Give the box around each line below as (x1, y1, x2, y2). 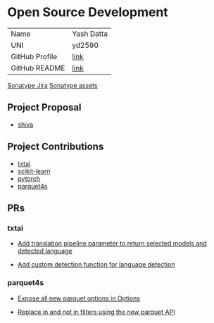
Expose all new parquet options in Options (17, 293, 141, 303)
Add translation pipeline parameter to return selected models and (17, 239, 208, 248)
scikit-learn (17, 167, 51, 175)
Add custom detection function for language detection (17, 260, 175, 269)
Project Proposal (7, 101, 82, 113)
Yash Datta (72, 29, 108, 39)
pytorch (17, 174, 41, 183)
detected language (17, 247, 73, 255)
